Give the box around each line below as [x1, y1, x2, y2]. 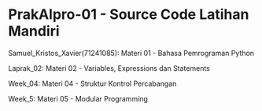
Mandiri [8, 22, 61, 40]
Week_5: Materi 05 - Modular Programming [8, 94, 148, 103]
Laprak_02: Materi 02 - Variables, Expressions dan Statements [8, 63, 211, 72]
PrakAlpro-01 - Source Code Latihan [8, 6, 249, 24]
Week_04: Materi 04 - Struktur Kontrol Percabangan [8, 79, 177, 88]
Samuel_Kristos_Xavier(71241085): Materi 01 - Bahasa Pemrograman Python [8, 48, 254, 57]
